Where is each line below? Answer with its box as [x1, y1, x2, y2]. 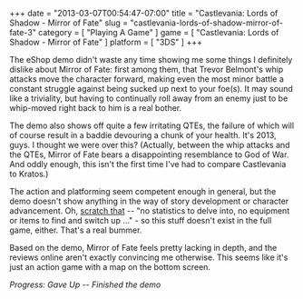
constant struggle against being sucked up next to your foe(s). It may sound [9, 84, 293, 94]
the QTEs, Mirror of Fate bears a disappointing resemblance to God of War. [9, 149, 289, 160]
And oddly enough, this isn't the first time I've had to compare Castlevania [9, 159, 287, 169]
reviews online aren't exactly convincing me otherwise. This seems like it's [9, 252, 288, 263]
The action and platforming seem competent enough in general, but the [9, 186, 277, 196]
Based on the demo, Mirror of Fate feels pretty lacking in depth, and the [9, 243, 278, 253]
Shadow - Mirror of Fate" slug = [9, 17, 129, 28]
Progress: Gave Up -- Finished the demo [9, 279, 161, 290]
